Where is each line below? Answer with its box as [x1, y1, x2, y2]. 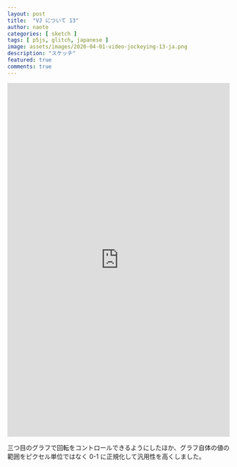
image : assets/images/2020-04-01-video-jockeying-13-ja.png [7, 43, 188, 50]
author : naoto [7, 23, 49, 30]
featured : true [7, 57, 52, 64]
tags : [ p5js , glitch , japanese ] [7, 37, 109, 44]
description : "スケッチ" [7, 50, 76, 57]
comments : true [7, 63, 52, 70]
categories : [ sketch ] [7, 30, 78, 38]
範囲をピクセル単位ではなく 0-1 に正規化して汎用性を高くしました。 [7, 452, 206, 461]
